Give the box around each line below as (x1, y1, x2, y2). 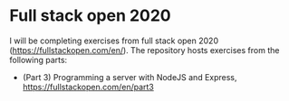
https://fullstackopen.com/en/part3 (22, 81, 154, 92)
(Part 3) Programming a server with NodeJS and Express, (22, 71, 237, 82)
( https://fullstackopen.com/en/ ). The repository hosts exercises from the (9, 44, 280, 55)
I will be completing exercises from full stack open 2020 (9, 35, 219, 46)
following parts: (9, 54, 68, 65)
